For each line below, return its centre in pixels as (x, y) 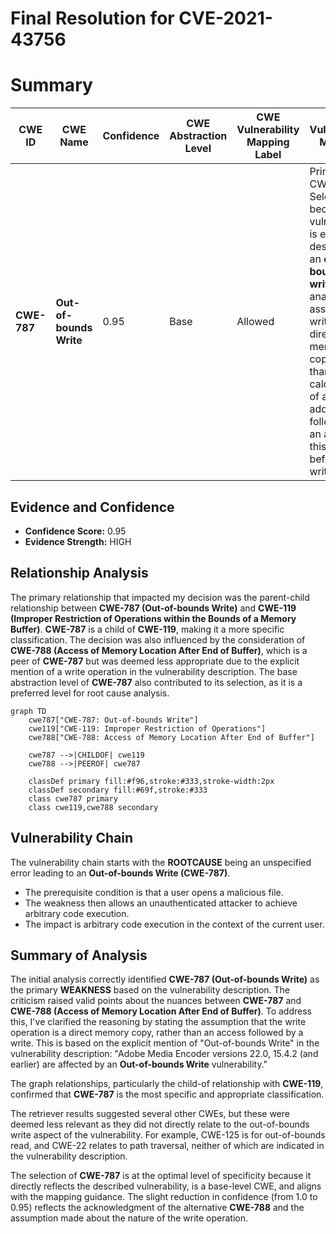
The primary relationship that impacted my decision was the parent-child (160, 597)
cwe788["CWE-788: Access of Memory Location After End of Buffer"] (171, 737)
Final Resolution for (92, 18)
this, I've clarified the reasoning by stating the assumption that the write (158, 1022)
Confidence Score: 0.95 (75, 531)
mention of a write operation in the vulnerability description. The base (154, 671)
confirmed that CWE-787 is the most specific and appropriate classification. (167, 1094)
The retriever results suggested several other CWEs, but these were (150, 1114)
